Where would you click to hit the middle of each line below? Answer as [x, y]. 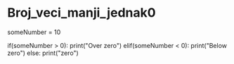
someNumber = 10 [34, 32]
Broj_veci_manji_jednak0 [82, 13]
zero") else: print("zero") [43, 53]
